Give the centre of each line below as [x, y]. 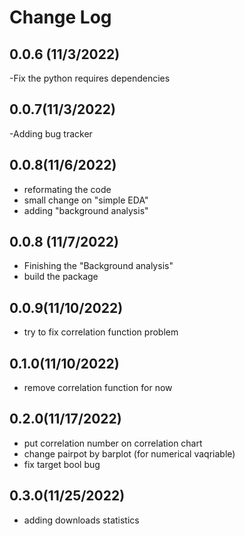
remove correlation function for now [98, 388]
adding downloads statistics [81, 520]
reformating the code [67, 189]
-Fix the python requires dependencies [90, 78]
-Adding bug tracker [51, 133]
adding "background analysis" [86, 210]
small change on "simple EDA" [86, 200]
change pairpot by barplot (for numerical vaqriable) [129, 453]
